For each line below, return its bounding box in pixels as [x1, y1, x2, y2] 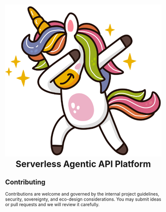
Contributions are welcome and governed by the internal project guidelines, [5, 191, 160, 197]
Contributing [5, 178, 46, 186]
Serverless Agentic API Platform [15, 158, 151, 169]
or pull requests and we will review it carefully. [5, 202, 100, 208]
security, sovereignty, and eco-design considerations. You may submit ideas [5, 196, 162, 202]
